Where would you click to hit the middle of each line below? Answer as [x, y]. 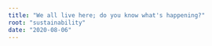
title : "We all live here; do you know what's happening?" [107, 15]
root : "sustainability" [47, 23]
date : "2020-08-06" [40, 30]
